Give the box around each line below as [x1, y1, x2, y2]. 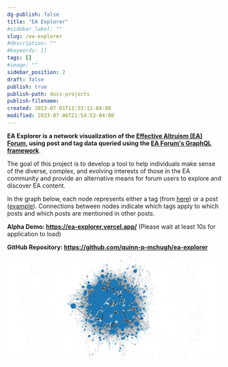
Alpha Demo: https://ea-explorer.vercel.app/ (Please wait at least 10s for [7, 223, 216, 231]
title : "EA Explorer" [7, 18, 69, 25]
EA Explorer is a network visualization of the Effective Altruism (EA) [7, 131, 203, 140]
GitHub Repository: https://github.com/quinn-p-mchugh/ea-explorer [7, 243, 208, 251]
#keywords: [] [7, 47, 48, 54]
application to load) [7, 229, 61, 238]
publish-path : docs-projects [7, 90, 90, 97]
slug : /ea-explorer [7, 33, 63, 40]
